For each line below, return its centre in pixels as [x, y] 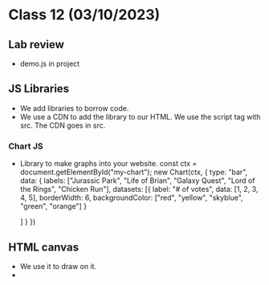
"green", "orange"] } [53, 206]
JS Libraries [39, 89]
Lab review [36, 45]
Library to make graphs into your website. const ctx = [108, 164]
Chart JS [26, 146]
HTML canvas [43, 247]
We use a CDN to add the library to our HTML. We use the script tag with [140, 116]
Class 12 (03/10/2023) [84, 15]
